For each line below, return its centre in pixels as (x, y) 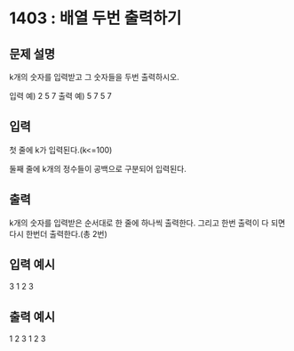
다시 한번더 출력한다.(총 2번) (59, 233)
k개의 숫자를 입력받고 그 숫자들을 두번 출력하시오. (94, 77)
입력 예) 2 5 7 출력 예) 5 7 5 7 (61, 96)
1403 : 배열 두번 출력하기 (95, 18)
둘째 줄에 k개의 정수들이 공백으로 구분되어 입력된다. (98, 168)
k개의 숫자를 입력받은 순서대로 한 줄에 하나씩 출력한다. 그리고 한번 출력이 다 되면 (147, 223)
